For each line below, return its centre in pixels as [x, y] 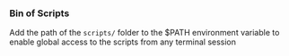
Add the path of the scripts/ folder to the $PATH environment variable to [144, 33]
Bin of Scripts [39, 13]
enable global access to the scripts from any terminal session [123, 42]
